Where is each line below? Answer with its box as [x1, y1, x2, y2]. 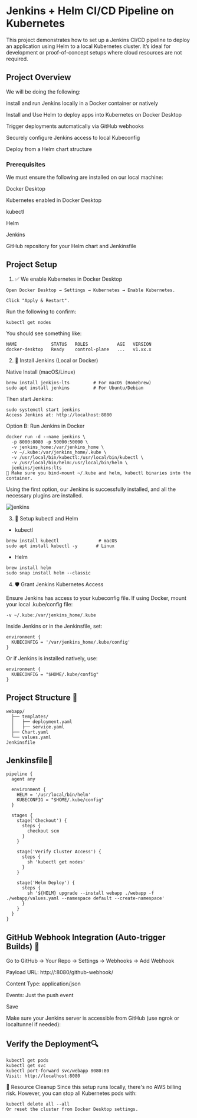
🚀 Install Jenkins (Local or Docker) [14, 356, 98, 364]
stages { [11, 812, 33, 818]
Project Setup [6, 259, 58, 270]
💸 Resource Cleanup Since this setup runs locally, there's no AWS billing [6, 1084, 182, 1091]
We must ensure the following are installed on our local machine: [6, 174, 163, 181]
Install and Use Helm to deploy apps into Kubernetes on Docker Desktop [6, 111, 182, 118]
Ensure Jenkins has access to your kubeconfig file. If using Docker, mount [6, 594, 187, 602]
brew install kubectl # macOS [6, 538, 117, 544]
